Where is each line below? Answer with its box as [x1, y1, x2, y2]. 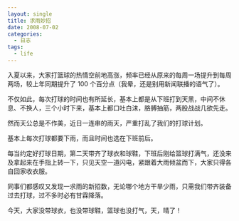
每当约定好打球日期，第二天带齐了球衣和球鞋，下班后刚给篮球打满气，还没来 [7, 149, 232, 158]
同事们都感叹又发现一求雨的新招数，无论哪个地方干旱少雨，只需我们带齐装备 [7, 182, 232, 190]
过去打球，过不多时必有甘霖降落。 [7, 190, 107, 200]
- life [14, 51, 33, 58]
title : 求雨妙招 [7, 17, 51, 24]
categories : [7, 30, 43, 38]
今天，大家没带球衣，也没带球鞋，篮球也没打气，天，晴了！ [7, 206, 182, 215]
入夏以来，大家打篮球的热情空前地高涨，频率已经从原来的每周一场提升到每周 [7, 71, 232, 79]
